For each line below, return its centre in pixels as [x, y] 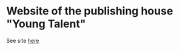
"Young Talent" [46, 24]
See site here [23, 40]
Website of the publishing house [90, 11]
